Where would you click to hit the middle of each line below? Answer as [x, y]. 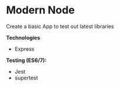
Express [24, 49]
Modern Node [41, 10]
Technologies [23, 37]
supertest [26, 78]
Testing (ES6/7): [26, 60]
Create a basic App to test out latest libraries [60, 26]
